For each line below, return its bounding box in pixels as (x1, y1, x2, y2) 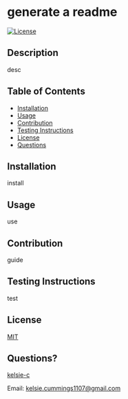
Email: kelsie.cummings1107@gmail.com (7, 384, 121, 393)
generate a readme (7, 4, 118, 20)
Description (7, 47, 58, 59)
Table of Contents (7, 86, 86, 98)
